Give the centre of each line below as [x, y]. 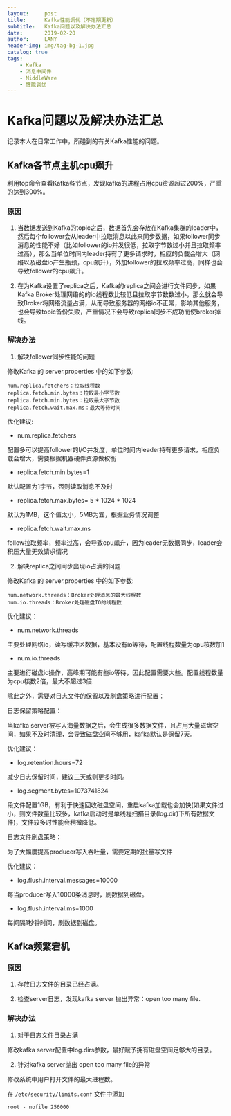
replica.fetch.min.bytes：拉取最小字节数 [63, 393]
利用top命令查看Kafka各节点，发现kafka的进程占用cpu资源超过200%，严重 [115, 183]
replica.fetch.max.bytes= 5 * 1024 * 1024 [76, 500]
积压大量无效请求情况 [37, 551]
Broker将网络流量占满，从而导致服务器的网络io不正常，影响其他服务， [123, 303]
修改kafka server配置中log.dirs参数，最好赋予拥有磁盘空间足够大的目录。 [111, 1050]
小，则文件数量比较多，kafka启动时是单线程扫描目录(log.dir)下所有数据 [108, 813]
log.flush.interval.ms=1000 [55, 908]
